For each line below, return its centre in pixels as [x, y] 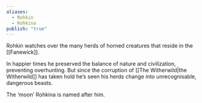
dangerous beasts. [30, 83]
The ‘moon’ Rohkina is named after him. [56, 95]
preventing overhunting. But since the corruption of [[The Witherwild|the [97, 70]
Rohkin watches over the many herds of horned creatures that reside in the [100, 46]
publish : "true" [27, 29]
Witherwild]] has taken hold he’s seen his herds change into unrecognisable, [101, 76]
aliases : [17, 12]
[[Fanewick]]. [23, 52]
